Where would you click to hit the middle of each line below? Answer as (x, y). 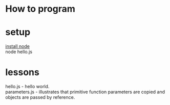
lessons (22, 72)
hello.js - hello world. (27, 87)
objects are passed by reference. (40, 97)
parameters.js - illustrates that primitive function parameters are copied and (85, 92)
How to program (40, 9)
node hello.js (19, 52)
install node (17, 46)
